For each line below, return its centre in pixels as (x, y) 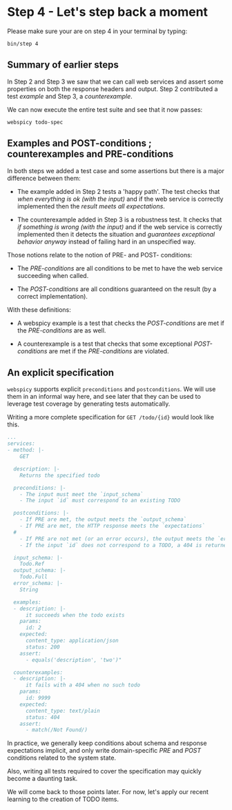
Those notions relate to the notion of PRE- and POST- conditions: (100, 255)
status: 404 (42, 717)
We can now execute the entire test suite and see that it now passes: (105, 109)
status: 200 (42, 647)
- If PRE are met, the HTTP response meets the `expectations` (113, 526)
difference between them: (44, 178)
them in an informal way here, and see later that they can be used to (104, 397)
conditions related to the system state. (61, 758)
